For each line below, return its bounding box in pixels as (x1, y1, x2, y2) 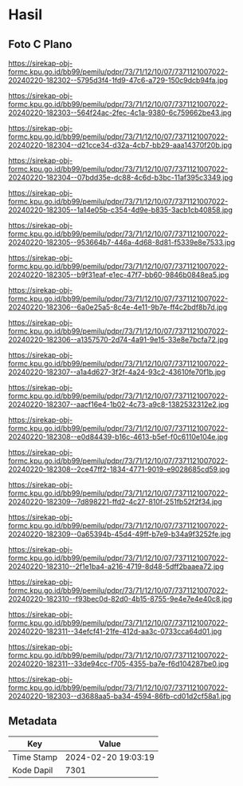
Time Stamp (12, 752, 58, 763)
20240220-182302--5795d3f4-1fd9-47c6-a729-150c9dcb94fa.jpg (8, 76, 229, 85)
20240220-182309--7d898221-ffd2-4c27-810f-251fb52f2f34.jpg (8, 497, 223, 506)
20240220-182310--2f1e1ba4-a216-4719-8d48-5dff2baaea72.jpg (8, 562, 225, 571)
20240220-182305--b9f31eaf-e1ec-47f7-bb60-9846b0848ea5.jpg (8, 270, 229, 279)
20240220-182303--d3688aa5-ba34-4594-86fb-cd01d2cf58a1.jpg (8, 692, 232, 701)
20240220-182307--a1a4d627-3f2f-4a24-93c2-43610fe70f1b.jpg (8, 367, 225, 377)
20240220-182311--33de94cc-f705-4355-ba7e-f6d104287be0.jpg (8, 659, 229, 668)
